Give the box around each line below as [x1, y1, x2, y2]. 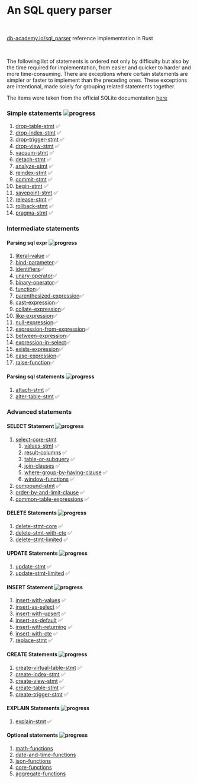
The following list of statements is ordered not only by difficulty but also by [7, 57, 189, 65]
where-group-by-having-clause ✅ [24, 469, 108, 476]
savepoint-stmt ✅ [15, 189, 59, 196]
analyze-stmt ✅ [15, 162, 54, 170]
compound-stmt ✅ [15, 482, 61, 489]
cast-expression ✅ [15, 299, 60, 306]
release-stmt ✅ [15, 196, 53, 203]
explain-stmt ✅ [15, 718, 52, 725]
